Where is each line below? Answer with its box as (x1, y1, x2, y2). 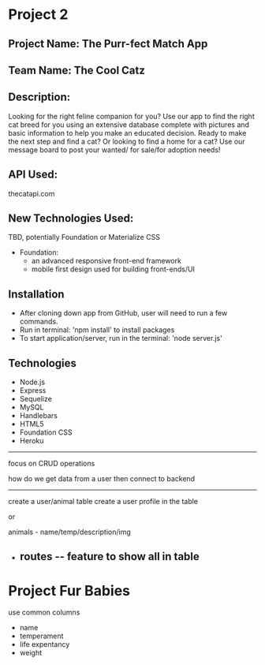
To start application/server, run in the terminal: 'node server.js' (19, 334, 222, 343)
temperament (19, 631, 64, 641)
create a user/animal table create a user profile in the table (8, 497, 199, 506)
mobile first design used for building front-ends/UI (31, 264, 196, 274)
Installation (8, 287, 65, 301)
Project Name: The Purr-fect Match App (8, 37, 208, 50)
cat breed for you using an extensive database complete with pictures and (8, 120, 250, 129)
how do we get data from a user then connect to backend (8, 474, 196, 484)
